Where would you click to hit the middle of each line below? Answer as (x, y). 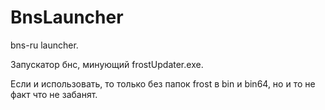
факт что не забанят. (54, 94)
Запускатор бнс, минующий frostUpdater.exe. (107, 64)
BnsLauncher (67, 17)
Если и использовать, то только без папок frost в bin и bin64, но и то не (163, 83)
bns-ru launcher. (44, 45)
